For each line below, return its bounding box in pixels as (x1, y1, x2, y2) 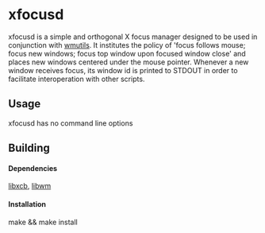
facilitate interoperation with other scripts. (8, 74, 145, 83)
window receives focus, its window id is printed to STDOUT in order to (8, 65, 238, 75)
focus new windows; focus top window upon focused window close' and (8, 49, 246, 58)
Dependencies (8, 163, 58, 173)
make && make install (8, 217, 78, 227)
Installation (8, 199, 46, 208)
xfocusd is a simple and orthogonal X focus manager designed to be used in (8, 32, 258, 41)
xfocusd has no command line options (8, 118, 133, 128)
